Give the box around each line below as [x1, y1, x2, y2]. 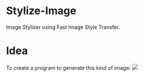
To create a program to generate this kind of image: [6, 64, 131, 71]
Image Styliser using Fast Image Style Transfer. [6, 24, 120, 31]
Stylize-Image [6, 4, 76, 18]
